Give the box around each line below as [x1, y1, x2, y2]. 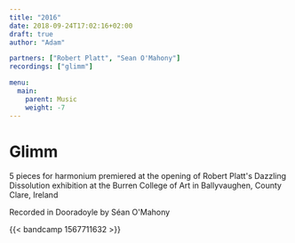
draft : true [9, 29, 53, 38]
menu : [9, 78, 29, 87]
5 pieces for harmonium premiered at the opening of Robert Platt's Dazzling [9, 171, 287, 182]
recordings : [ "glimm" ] [9, 62, 93, 71]
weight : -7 [25, 103, 66, 112]
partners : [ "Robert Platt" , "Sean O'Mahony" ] [9, 54, 180, 63]
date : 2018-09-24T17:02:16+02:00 [9, 21, 133, 30]
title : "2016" [9, 12, 62, 22]
